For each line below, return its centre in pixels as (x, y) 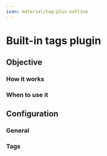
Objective (24, 62)
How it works (25, 79)
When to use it (27, 95)
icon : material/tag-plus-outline (47, 11)
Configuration (32, 114)
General (18, 131)
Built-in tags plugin (54, 40)
